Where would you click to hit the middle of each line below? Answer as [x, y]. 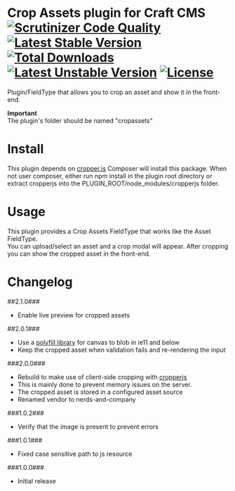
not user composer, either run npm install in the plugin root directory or [110, 176]
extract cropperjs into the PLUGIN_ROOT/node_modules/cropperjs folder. [113, 183]
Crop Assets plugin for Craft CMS [106, 13]
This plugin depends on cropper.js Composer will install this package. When [117, 168]
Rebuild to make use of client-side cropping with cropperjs [102, 377]
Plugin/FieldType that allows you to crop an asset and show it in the [105, 92]
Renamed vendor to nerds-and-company [76, 399]
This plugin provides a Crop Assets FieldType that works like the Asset [109, 231]
